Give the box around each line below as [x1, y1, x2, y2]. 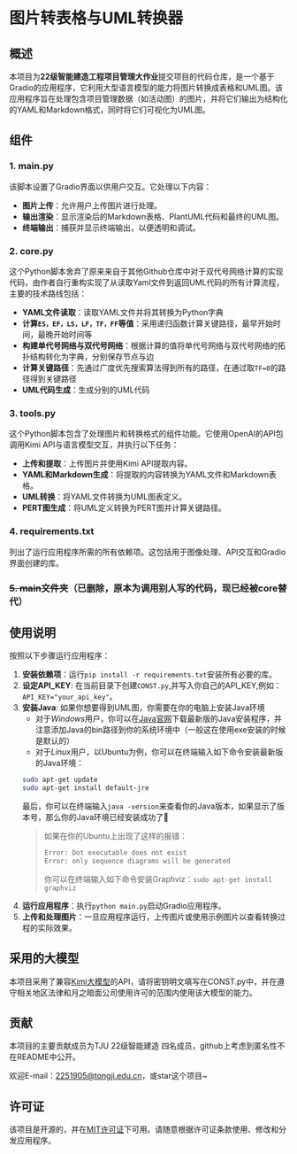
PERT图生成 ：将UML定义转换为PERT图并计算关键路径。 [21, 502, 227, 514]
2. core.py [9, 244, 55, 257]
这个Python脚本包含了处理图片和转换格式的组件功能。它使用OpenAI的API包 [9, 429, 285, 439]
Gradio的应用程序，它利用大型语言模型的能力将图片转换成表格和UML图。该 [9, 82, 283, 93]
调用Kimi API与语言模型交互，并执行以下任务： [9, 439, 179, 450]
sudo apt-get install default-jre [21, 784, 149, 793]
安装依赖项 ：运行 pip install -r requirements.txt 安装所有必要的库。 [21, 670, 277, 680]
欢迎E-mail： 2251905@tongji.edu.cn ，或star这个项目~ [9, 1071, 208, 1081]
